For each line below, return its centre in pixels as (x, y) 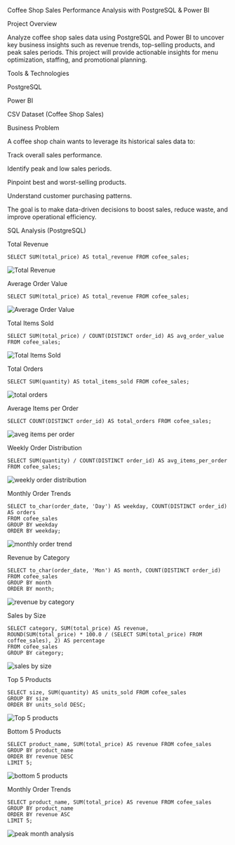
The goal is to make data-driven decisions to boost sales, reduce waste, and (117, 209)
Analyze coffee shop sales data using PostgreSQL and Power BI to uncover (116, 37)
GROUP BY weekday (33, 525)
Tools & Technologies (38, 73)
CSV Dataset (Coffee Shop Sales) (55, 114)
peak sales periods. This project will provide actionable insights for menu (113, 52)
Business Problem (33, 128)
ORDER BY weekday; (34, 531)
